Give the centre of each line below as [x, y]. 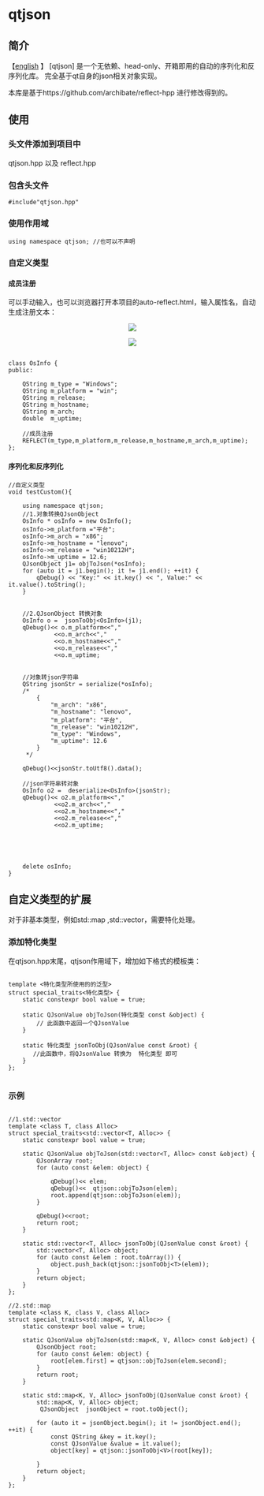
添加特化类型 [33, 942]
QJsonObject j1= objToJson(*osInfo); [84, 564]
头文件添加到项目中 [45, 144]
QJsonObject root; [67, 1347]
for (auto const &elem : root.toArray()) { [109, 1258]
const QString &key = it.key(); [103, 1437]
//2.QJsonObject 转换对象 [62, 614]
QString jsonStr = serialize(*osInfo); [88, 684]
